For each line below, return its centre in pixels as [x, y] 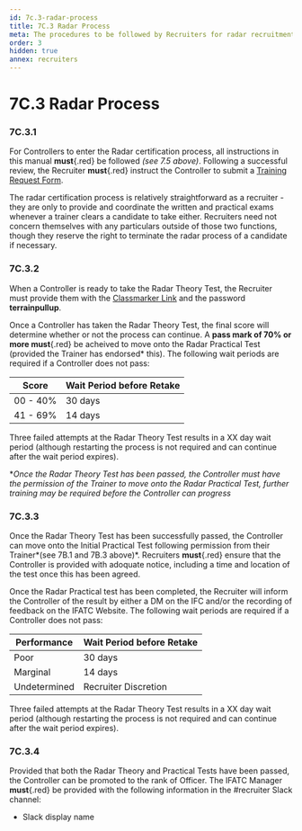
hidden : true [34, 51]
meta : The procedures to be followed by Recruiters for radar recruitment [152, 34]
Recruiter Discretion [125, 687]
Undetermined [44, 687]
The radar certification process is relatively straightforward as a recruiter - [147, 198]
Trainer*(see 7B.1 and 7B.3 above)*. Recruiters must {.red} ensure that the [145, 555]
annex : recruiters [44, 59]
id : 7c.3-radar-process [54, 18]
